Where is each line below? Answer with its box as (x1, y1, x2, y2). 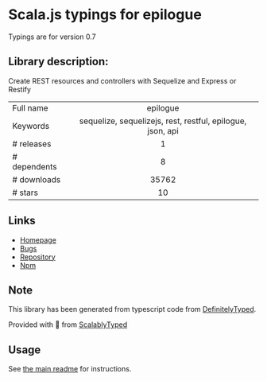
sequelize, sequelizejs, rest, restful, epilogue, (79, 115, 247, 126)
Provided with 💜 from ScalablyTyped (8, 320, 128, 329)
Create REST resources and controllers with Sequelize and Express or (8, 76, 237, 85)
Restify (8, 84, 32, 94)
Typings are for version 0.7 (8, 32, 97, 41)
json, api (147, 125, 179, 136)
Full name (12, 102, 49, 113)
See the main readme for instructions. (8, 364, 132, 374)
